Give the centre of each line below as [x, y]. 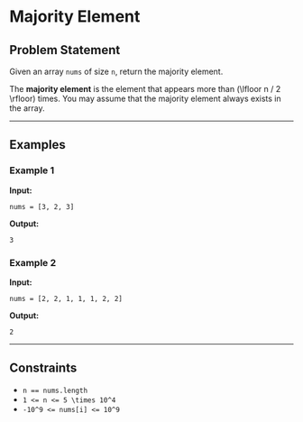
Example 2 [33, 262]
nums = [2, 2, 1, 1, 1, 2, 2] [66, 298]
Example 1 [32, 170]
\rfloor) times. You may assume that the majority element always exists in [145, 98]
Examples [37, 145]
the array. [27, 108]
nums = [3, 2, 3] [42, 206]
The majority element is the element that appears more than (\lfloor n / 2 [145, 89]
